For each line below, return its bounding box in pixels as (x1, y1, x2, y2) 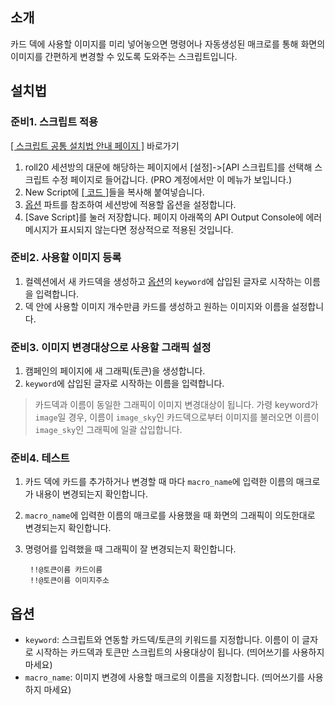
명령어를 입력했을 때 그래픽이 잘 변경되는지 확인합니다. (24, 543, 237, 555)
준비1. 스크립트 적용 (10, 115, 99, 129)
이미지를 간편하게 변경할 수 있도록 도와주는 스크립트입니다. (10, 50, 238, 62)
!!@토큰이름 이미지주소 (29, 576, 110, 586)
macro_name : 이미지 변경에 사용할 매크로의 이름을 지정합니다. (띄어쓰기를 (24, 671, 306, 683)
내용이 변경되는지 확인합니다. (35, 488, 148, 500)
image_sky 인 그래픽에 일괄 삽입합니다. (34, 424, 183, 436)
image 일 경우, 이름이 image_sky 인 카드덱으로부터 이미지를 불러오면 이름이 (34, 411, 320, 423)
